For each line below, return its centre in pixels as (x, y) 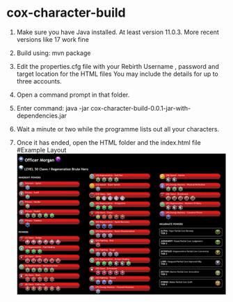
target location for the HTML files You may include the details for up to (117, 74)
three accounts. (39, 81)
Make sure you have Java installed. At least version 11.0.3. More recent (118, 32)
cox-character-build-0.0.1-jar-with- (141, 108)
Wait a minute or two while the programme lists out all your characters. (118, 129)
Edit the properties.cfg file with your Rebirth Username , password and (118, 66)
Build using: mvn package (54, 53)
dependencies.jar (42, 116)
